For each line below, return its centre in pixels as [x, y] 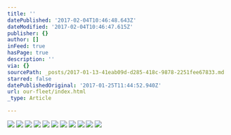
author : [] [23, 40]
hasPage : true [28, 53]
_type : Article [29, 99]
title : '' [22, 14]
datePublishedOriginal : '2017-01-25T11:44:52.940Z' [84, 85]
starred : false [29, 79]
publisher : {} [28, 33]
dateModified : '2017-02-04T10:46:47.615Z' [70, 27]
